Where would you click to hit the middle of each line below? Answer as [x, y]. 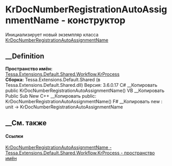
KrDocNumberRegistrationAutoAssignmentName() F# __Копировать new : [84, 101]
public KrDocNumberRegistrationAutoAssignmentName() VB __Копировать [85, 90]
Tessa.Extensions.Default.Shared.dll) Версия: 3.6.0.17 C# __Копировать [81, 85]
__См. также [26, 123]
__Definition [25, 56]
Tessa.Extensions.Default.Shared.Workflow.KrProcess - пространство [80, 153]
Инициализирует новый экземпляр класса [52, 34]
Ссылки [14, 136]
